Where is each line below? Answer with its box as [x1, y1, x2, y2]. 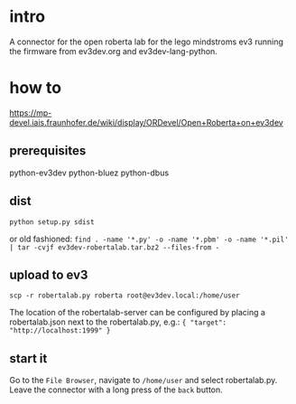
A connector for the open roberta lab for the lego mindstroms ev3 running [9, 36, 284, 47]
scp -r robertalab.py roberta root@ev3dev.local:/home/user [9, 291, 241, 300]
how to [9, 78, 61, 99]
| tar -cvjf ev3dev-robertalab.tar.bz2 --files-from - [9, 242, 220, 252]
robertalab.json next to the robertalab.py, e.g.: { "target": [9, 316, 227, 327]
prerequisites [9, 143, 87, 159]
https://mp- [9, 107, 52, 118]
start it [9, 351, 48, 366]
